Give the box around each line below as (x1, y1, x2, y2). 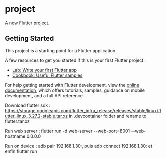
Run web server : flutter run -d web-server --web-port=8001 (5, 128, 130, 134)
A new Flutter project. (5, 20, 50, 26)
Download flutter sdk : (5, 102, 51, 108)
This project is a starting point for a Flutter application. (5, 47, 117, 53)
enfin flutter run (5, 148, 37, 154)
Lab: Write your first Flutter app (12, 67, 77, 73)
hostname (5, 133, 26, 139)
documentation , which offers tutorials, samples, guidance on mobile (5, 87, 145, 93)
